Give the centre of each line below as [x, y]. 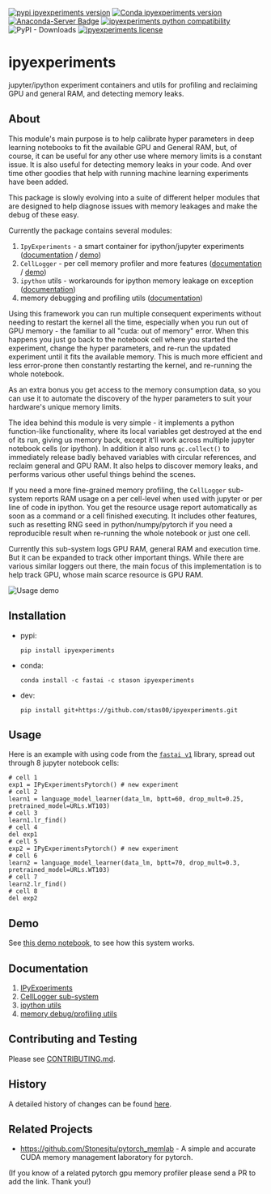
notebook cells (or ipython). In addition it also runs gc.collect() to [119, 448]
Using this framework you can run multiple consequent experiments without [135, 313]
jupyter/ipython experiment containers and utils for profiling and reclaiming [133, 84]
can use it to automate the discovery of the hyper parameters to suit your [130, 398]
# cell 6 [23, 856]
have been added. [38, 182]
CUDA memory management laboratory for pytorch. [106, 1157]
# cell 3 [23, 814]
